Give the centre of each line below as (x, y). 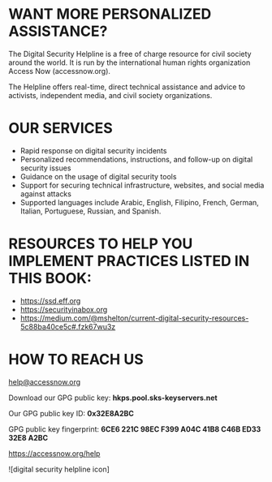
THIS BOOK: (50, 279)
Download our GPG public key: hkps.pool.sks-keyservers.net (113, 398)
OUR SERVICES (61, 129)
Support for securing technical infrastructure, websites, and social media (142, 185)
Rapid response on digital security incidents (93, 150)
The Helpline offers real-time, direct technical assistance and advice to (127, 87)
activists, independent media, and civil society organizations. (110, 95)
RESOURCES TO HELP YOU (101, 244)
